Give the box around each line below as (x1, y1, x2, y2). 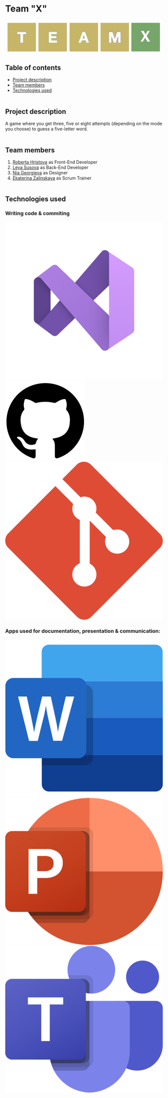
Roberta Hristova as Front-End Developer (12, 159, 97, 165)
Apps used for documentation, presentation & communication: (5, 627, 161, 634)
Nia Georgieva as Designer (12, 169, 68, 175)
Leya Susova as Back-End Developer (12, 164, 89, 170)
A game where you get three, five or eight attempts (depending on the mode (5, 121, 162, 127)
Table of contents (5, 63, 61, 72)
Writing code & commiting (5, 210, 70, 217)
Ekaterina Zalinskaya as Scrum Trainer (12, 175, 91, 181)
